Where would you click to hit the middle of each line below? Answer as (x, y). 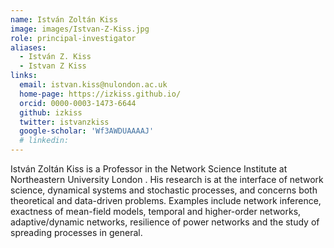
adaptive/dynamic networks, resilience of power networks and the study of (165, 222)
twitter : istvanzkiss (64, 122)
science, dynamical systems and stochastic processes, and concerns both (164, 190)
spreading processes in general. (76, 232)
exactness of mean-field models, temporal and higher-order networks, (156, 211)
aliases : (28, 47)
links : (24, 76)
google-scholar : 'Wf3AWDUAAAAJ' (87, 131)
